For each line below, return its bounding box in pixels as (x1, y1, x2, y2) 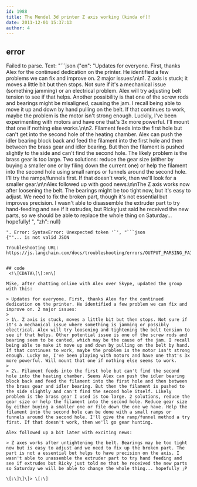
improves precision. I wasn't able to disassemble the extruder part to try (6, 199, 180, 207)
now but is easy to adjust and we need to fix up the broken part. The (6, 445, 185, 451)
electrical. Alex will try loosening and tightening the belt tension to (6, 327, 191, 333)
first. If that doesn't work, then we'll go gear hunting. (6, 420, 154, 425)
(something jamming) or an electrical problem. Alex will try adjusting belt (6, 87, 181, 94)
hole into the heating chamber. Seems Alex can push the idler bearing (6, 373, 185, 379)
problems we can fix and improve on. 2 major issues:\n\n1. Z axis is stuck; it (6, 75, 188, 82)
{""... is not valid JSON (6, 235, 69, 241)
